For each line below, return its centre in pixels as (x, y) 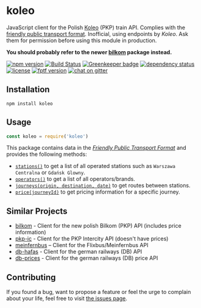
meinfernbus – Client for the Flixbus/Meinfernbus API (82, 245)
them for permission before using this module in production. (82, 40)
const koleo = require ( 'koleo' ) (47, 136)
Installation (28, 90)
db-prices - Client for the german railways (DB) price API (86, 258)
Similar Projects (37, 211)
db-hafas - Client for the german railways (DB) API (78, 252)
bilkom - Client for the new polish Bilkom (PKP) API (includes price (98, 226)
